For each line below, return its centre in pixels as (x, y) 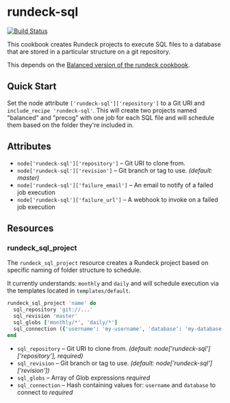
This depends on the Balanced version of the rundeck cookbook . (99, 65)
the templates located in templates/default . (69, 291)
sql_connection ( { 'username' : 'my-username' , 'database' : (98, 329)
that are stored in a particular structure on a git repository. (89, 51)
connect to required (45, 392)
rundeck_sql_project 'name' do (52, 303)
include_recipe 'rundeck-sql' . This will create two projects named (102, 110)
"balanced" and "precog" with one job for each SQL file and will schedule (111, 117)
